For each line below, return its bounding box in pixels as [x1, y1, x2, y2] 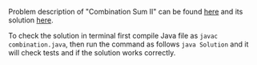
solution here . [8, 15, 54, 25]
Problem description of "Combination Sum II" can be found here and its [8, 7, 243, 16]
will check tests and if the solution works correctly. [8, 48, 176, 57]
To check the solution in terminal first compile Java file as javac [8, 31, 219, 40]
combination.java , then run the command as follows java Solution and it [8, 39, 249, 49]
